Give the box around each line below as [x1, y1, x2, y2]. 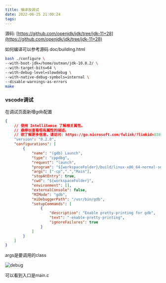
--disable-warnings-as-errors [5, 79, 68, 84]
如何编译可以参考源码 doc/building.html [5, 47, 85, 52]
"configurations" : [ [14, 141, 56, 146]
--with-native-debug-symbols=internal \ [5, 75, 90, 80]
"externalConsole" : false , [31, 188, 87, 192]
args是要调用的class [5, 252, 46, 258]
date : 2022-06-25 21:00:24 [5, 12, 61, 17]
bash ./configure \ [5, 56, 45, 61]
